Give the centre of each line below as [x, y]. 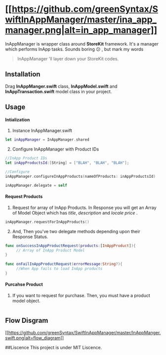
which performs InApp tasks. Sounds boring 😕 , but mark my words [74, 49]
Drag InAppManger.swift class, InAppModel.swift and [61, 86]
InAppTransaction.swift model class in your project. [59, 91]
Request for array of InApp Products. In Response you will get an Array [84, 207]
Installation [23, 75]
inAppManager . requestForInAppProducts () [47, 222]
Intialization [18, 119]
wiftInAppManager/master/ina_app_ [81, 20]
